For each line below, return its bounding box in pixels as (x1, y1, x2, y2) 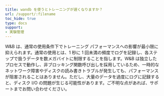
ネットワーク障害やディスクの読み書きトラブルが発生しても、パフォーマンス (5, 68, 159, 73)
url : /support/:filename (5, 12, 56, 16)
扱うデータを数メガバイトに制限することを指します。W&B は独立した (18, 56, 157, 61)
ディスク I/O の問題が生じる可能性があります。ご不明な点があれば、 (13, 80, 150, 85)
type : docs (5, 20, 27, 26)
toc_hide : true (5, 16, 36, 21)
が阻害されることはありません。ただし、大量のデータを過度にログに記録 (5, 74, 151, 80)
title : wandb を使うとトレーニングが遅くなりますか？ (5, 7, 103, 12)
